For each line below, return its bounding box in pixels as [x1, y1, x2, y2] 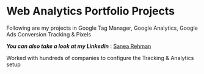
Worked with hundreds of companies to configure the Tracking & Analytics [6, 54, 194, 61]
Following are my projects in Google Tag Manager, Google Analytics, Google [6, 24, 199, 32]
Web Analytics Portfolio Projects [6, 4, 175, 18]
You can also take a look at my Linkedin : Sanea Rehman [6, 42, 151, 50]
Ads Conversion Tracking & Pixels [6, 30, 92, 38]
